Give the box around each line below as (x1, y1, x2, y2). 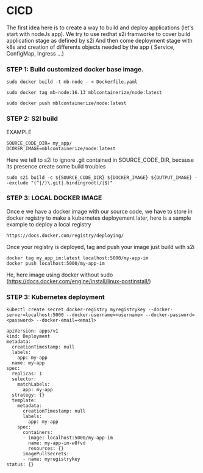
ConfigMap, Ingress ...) (6, 49, 64, 57)
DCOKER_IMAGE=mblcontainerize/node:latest (6, 145, 116, 151)
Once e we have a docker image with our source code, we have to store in (6, 208, 193, 215)
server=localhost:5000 (6, 312, 64, 318)
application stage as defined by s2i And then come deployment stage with (6, 37, 193, 44)
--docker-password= (145, 312, 195, 318)
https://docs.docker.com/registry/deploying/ (6, 233, 124, 239)
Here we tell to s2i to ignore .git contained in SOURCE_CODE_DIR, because (6, 156, 194, 164)
